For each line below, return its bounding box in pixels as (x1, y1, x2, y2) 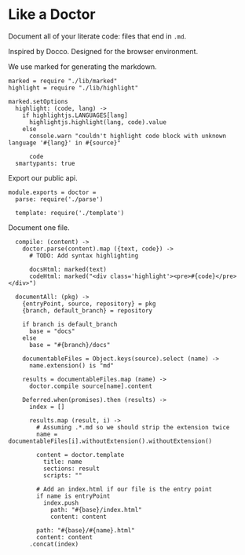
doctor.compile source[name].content (28, 382, 153, 390)
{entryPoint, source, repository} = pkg (22, 300, 156, 308)
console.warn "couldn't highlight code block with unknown (28, 132, 226, 140)
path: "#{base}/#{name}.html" (36, 526, 135, 535)
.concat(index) (28, 540, 79, 548)
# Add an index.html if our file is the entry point (36, 485, 213, 493)
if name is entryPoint (36, 492, 111, 500)
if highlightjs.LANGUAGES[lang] (22, 111, 128, 119)
